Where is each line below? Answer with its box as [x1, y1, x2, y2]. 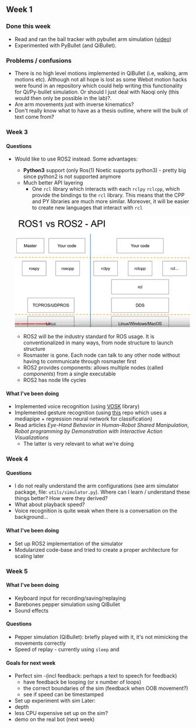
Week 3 [6, 128, 28, 136]
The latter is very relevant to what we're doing [23, 440, 134, 447]
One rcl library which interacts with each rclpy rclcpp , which [32, 186, 180, 193]
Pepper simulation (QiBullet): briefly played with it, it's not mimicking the [14, 633, 188, 640]
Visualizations [14, 434, 49, 441]
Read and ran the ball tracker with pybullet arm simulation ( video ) [14, 35, 172, 43]
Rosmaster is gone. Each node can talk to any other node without [23, 351, 180, 359]
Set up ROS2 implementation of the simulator [14, 540, 124, 547]
